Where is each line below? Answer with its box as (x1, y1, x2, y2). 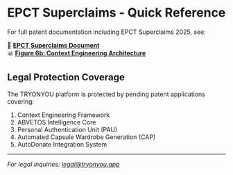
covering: (7, 97, 35, 105)
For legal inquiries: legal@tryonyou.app (7, 160, 120, 168)
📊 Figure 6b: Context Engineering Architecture (7, 48, 146, 57)
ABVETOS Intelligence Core (17, 118, 96, 126)
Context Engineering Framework (17, 111, 110, 119)
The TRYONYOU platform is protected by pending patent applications (7, 90, 206, 98)
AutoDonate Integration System (17, 140, 107, 148)
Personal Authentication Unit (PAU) (17, 125, 118, 133)
